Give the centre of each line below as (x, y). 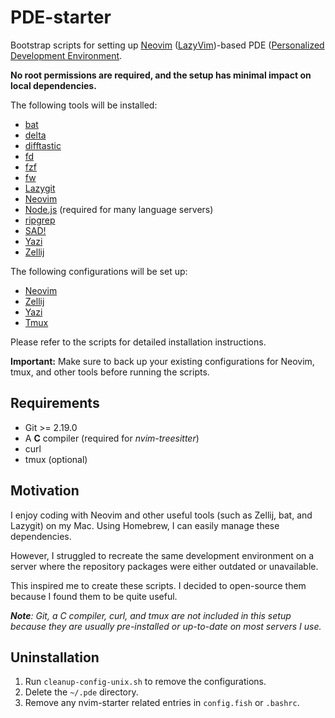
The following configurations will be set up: (99, 271)
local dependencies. (53, 85)
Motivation (45, 491)
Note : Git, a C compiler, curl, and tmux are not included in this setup (151, 615)
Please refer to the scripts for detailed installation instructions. (138, 342)
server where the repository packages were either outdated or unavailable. (164, 566)
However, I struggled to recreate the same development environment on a (162, 555)
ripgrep (40, 220)
